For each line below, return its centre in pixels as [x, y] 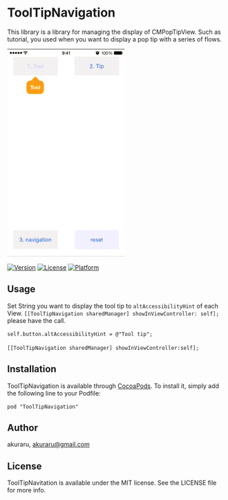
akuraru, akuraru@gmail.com [48, 445]
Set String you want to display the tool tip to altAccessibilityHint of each [113, 306]
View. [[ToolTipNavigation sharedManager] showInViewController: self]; [113, 313]
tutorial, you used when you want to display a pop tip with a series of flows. [115, 39]
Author [22, 428]
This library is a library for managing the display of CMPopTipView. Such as [114, 32]
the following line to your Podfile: [54, 393]
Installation [32, 369]
